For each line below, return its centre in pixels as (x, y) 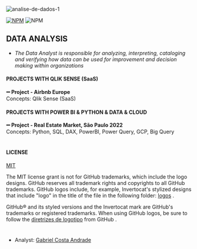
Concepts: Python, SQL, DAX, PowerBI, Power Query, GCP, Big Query (90, 132)
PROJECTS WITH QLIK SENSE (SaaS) (52, 79)
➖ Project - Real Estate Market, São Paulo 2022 (65, 125)
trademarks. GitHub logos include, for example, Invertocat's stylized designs (99, 189)
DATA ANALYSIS (37, 39)
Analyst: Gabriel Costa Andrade (53, 240)
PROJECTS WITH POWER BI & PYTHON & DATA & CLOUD (76, 112)
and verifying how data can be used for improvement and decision (96, 59)
